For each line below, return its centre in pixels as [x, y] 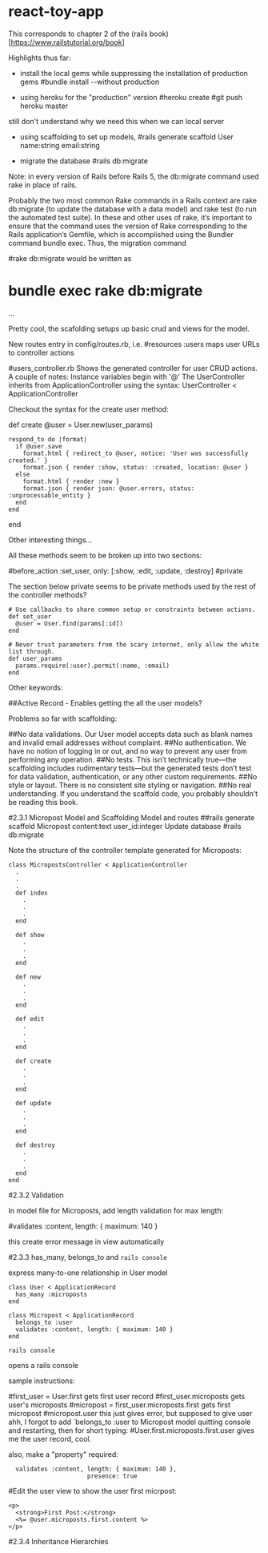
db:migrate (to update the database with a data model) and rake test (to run [133, 209]
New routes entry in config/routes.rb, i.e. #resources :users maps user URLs [134, 344]
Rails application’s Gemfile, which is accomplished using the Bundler [121, 234]
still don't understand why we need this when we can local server [116, 121]
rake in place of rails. [43, 185]
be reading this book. [43, 802]
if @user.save [39, 446]
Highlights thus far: [40, 58]
